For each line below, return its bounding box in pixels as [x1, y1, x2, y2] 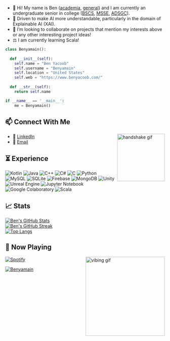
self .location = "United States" [14, 70, 85, 75]
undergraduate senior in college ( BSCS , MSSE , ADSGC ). [12, 10, 130, 16]
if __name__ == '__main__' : [5, 98, 65, 103]
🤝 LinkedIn [12, 134, 35, 140]
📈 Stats [5, 201, 31, 210]
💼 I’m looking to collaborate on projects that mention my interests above [12, 26, 162, 32]
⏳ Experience [5, 154, 49, 163]
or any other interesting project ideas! [12, 32, 91, 37]
